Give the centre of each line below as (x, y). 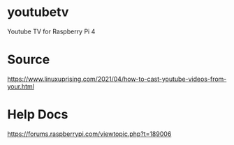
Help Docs (38, 115)
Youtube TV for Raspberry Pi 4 (51, 31)
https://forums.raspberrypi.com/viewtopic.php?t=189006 (89, 134)
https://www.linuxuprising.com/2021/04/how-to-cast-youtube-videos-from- (117, 79)
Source (29, 60)
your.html (21, 86)
